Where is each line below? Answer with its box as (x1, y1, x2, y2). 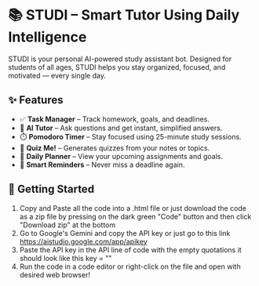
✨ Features (8, 93, 64, 107)
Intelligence (8, 28, 87, 46)
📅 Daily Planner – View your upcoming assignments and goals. (19, 151, 224, 161)
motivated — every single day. (8, 71, 106, 80)
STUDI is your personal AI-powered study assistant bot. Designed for (8, 54, 232, 63)
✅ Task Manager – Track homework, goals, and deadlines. (19, 114, 210, 124)
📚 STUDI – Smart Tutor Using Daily (8, 6, 240, 24)
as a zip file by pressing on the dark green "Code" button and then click (19, 212, 252, 221)
